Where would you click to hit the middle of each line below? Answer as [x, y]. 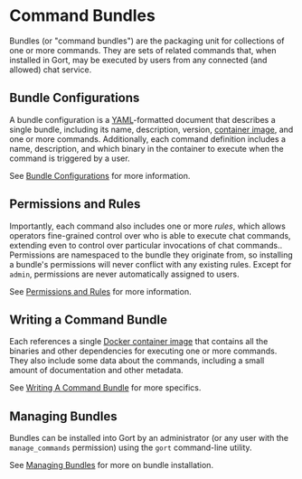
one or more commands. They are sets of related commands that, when [143, 50]
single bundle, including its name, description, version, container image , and [151, 129]
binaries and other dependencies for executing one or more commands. [143, 351]
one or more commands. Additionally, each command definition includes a [148, 139]
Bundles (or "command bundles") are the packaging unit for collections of [147, 41]
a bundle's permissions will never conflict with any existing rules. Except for [151, 264]
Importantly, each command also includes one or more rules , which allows [148, 226]
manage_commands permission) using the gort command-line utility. [131, 447]
